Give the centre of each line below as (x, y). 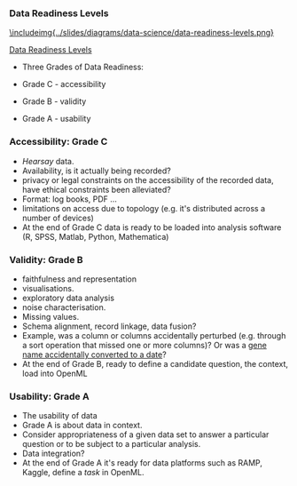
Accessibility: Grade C (59, 142)
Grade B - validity (54, 101)
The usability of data (59, 416)
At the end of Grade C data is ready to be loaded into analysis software (152, 227)
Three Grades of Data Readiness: (83, 67)
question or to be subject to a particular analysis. (111, 444)
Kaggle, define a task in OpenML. (83, 473)
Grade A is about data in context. (82, 426)
